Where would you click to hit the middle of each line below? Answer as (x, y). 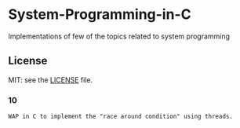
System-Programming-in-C (100, 15)
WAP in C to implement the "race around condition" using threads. (121, 117)
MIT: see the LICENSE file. (50, 79)
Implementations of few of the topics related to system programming (119, 36)
